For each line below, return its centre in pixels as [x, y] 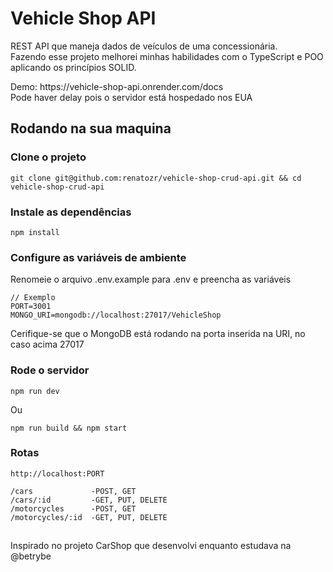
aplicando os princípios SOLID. [73, 67]
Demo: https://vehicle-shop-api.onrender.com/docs [117, 86]
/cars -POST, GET [73, 491]
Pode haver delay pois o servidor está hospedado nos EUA [131, 97]
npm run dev [35, 391]
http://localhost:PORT [57, 473]
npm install [35, 232]
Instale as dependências [71, 212]
